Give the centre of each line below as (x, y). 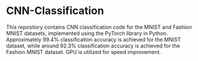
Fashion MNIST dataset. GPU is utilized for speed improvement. (84, 52)
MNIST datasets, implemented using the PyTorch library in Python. (87, 33)
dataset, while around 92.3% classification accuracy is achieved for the (93, 46)
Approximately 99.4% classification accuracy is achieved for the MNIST (94, 39)
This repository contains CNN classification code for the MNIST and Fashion (99, 27)
